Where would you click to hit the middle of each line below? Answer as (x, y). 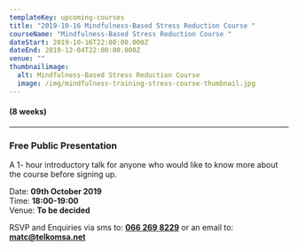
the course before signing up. (63, 175)
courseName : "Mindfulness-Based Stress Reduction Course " (121, 34)
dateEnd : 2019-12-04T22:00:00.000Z (75, 51)
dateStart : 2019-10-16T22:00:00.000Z (79, 42)
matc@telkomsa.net (47, 237)
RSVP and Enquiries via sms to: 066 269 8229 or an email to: (121, 228)
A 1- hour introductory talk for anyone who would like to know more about (144, 165)
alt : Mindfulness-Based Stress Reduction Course (109, 75)
